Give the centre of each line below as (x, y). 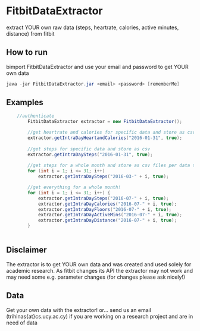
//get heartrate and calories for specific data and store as (106, 133)
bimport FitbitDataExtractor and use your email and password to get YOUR (97, 67)
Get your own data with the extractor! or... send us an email (79, 310)
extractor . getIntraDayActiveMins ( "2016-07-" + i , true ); (110, 215)
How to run (27, 53)
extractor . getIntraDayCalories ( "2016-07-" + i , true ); (107, 204)
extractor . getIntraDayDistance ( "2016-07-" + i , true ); (107, 220)
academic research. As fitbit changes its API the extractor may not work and (100, 270)
